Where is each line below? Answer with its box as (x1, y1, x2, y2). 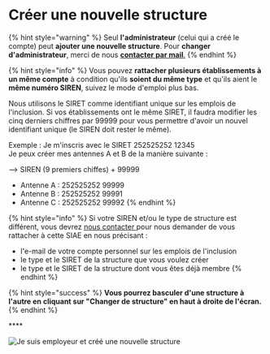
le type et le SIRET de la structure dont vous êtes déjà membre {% (20, 263, 242, 273)
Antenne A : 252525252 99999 (20, 180, 124, 190)
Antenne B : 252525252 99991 (20, 188, 124, 198)
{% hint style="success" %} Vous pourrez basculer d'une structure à (8, 287, 245, 297)
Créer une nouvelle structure (8, 6, 207, 24)
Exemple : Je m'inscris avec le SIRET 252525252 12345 (8, 140, 195, 149)
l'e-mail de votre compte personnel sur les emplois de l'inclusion (20, 246, 237, 256)
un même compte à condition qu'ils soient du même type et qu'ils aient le (8, 74, 258, 84)
